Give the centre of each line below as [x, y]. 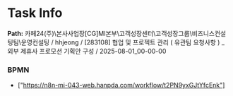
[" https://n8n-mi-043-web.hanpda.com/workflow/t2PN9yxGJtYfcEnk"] [121, 85]
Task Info [35, 13]
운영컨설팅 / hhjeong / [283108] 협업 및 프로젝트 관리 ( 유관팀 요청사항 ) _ [123, 42]
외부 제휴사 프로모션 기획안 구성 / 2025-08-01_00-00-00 [87, 51]
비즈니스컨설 [209, 33]
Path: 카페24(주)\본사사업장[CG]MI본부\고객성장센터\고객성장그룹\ [100, 33]
